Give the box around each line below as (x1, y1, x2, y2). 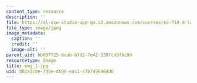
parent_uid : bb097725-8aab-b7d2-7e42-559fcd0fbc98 (6, 52, 133, 58)
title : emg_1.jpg (6, 63, 49, 69)
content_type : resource (6, 8, 64, 15)
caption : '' (11, 36, 41, 41)
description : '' (6, 14, 46, 20)
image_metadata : (6, 30, 46, 36)
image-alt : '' (11, 47, 46, 53)
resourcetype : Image (6, 57, 57, 63)
